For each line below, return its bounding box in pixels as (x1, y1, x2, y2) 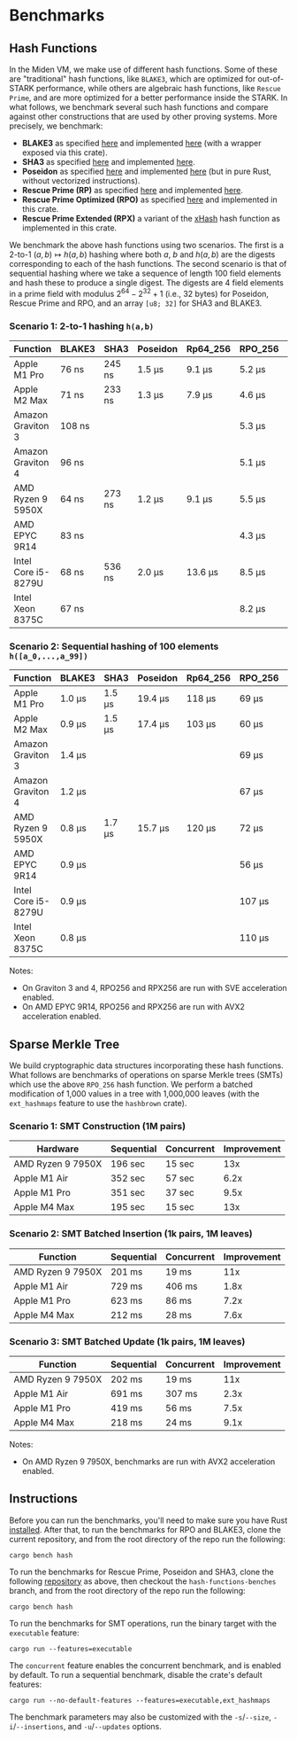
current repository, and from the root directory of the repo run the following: (9, 1533, 286, 1544)
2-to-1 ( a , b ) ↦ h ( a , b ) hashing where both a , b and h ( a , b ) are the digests (9, 249, 276, 260)
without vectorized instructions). (21, 176, 141, 186)
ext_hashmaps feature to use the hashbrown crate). (9, 1098, 187, 1109)
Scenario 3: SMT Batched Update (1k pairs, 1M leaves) (9, 1335, 246, 1347)
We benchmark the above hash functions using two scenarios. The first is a (9, 240, 285, 250)
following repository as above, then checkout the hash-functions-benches (9, 1575, 277, 1587)
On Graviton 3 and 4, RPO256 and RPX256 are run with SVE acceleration (21, 983, 287, 994)
